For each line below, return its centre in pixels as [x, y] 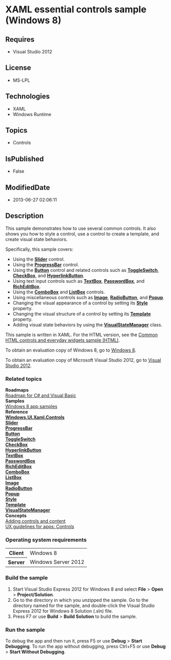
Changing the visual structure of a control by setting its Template [82, 314]
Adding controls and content [35, 521]
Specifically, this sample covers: [39, 249]
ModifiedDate [28, 187]
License [18, 68]
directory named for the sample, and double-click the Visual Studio [84, 606]
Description [24, 216]
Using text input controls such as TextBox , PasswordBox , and [79, 281]
